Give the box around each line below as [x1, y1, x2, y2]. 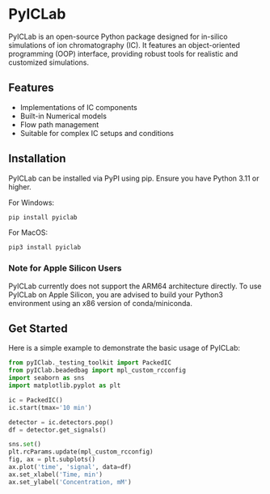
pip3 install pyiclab [8, 244, 82, 252]
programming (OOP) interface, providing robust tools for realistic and [8, 49, 238, 58]
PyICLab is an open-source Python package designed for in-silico [8, 32, 228, 41]
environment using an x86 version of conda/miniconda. [8, 298, 192, 308]
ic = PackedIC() [8, 396, 63, 404]
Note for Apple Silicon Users [8, 262, 123, 274]
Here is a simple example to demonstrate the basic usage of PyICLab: [8, 343, 241, 353]
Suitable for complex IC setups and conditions [19, 128, 174, 138]
